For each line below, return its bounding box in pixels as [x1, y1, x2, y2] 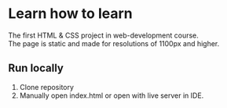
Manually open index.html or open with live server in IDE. [19, 91, 204, 100]
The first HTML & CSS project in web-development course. [8, 31, 199, 40]
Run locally [8, 62, 64, 75]
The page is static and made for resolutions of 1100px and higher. [8, 38, 220, 48]
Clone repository [19, 82, 75, 92]
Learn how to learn [8, 5, 133, 23]
